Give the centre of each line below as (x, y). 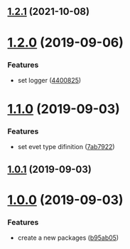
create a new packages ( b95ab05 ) (68, 238)
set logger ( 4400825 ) (49, 80)
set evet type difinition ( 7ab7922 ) (66, 147)
